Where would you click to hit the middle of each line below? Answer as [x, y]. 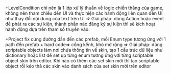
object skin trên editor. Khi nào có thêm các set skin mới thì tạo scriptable [82, 61]
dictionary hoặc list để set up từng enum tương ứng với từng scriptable [79, 55]
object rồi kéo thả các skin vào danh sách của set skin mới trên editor [78, 66]
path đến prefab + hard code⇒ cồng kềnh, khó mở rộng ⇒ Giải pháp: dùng [84, 45]
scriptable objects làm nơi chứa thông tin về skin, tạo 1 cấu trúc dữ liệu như [84, 50]
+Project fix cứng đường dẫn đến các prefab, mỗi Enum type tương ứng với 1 [86, 39]
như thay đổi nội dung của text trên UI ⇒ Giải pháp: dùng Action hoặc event [85, 18]
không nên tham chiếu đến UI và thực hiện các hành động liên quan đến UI [84, 13]
